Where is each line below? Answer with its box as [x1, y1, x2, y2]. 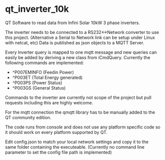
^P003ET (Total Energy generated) [12, 74, 83, 80]
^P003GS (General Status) [12, 85, 66, 91]
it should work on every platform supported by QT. [5, 129, 108, 135]
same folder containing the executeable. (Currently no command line [5, 144, 145, 150]
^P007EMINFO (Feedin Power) [12, 69, 74, 75]
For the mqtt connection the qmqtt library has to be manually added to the [5, 109, 155, 115]
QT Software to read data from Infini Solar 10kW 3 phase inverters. [5, 20, 140, 26]
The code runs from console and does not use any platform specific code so [5, 124, 161, 130]
